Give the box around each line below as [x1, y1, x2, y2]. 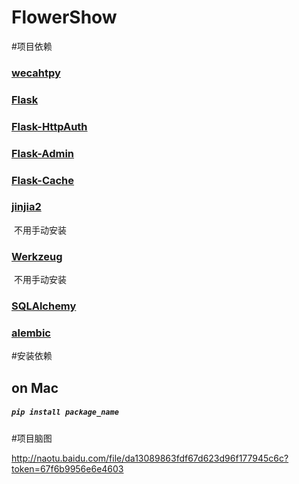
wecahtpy [11, 66, 61, 80]
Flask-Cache [11, 173, 75, 187]
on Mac [11, 379, 59, 396]
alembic [11, 326, 51, 340]
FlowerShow [11, 6, 118, 29]
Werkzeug [11, 249, 63, 263]
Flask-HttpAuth [11, 119, 88, 133]
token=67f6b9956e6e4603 [11, 462, 124, 475]
